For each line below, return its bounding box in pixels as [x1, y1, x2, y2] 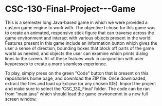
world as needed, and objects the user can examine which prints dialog [5, 50, 148, 56]
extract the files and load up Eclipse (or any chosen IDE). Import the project [5, 80, 156, 86]
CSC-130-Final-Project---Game [5, 3, 136, 15]
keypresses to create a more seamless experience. [5, 61, 108, 67]
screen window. [5, 96, 37, 102]
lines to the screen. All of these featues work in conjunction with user [5, 55, 144, 61]
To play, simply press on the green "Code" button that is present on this [5, 70, 149, 76]
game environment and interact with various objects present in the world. [5, 35, 152, 41]
